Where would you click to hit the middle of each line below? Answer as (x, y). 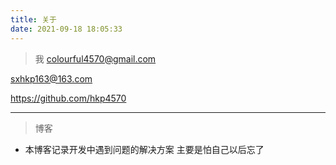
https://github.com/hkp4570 (68, 98)
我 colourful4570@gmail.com (95, 58)
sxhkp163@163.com (51, 78)
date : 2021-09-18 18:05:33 (66, 29)
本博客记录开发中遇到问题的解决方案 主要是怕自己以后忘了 (144, 149)
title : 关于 (33, 19)
